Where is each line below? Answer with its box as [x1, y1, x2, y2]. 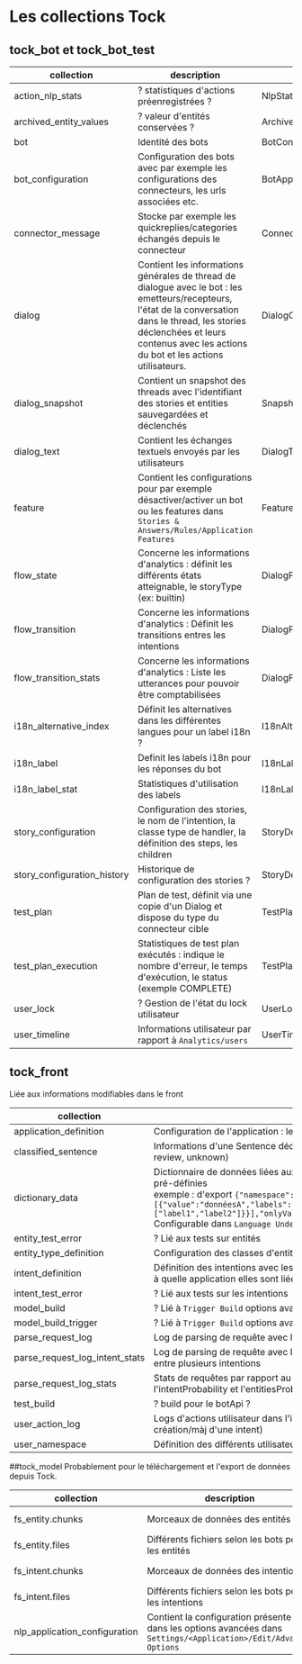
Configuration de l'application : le [153, 1125, 294, 1137]
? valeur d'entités [138, 110, 210, 122]
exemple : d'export [153, 1188, 233, 1200]
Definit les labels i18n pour [138, 752, 252, 764]
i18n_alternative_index [13, 720, 110, 732]
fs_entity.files [13, 1538, 70, 1551]
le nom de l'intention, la [138, 815, 236, 827]
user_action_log [13, 1417, 81, 1430]
